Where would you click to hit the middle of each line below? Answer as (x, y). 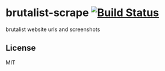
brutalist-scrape (47, 13)
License (21, 48)
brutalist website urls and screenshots (53, 29)
